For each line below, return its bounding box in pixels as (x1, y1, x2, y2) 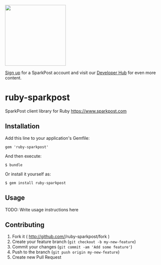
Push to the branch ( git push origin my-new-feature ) (12, 249, 120, 255)
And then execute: (5, 153, 42, 159)
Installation (5, 122, 40, 131)
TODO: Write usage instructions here (5, 207, 79, 212)
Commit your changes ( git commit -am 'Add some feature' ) (12, 244, 132, 250)
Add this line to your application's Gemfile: (5, 135, 90, 141)
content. (5, 75, 22, 80)
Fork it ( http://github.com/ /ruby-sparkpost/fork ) (12, 234, 110, 240)
